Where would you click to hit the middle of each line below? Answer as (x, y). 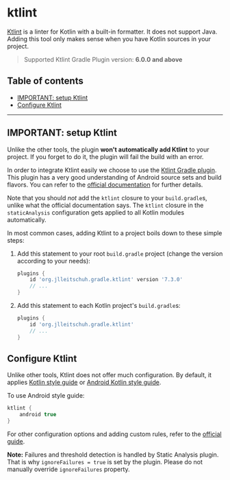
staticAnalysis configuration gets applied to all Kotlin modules (96, 212)
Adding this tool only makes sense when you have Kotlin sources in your (109, 38)
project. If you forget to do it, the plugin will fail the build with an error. (105, 156)
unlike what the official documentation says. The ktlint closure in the (105, 205)
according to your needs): (53, 261)
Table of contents (45, 81)
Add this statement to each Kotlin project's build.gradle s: (99, 306)
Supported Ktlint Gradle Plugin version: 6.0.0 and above (103, 59)
